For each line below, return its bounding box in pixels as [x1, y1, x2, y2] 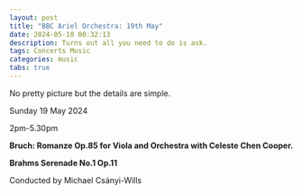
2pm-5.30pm [9, 122, 59, 133]
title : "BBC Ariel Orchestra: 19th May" [9, 22, 164, 31]
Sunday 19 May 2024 [9, 105, 88, 116]
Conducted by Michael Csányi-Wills [9, 174, 142, 185]
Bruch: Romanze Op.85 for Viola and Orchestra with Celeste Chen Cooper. [9, 140, 294, 151]
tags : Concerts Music [9, 47, 91, 56]
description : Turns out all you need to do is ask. [9, 38, 207, 48]
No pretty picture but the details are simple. [9, 87, 171, 99]
